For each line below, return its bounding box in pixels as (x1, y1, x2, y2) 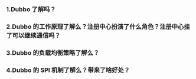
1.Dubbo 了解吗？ (6, 5, 56, 13)
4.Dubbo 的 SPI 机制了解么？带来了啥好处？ (6, 66, 130, 74)
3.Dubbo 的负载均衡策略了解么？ (6, 48, 100, 57)
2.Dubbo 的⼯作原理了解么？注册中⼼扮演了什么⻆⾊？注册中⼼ (6, 22, 184, 31)
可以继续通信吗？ (12, 31, 61, 39)
